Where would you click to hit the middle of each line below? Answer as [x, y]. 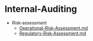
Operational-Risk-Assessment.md [53, 28]
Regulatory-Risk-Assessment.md [53, 33]
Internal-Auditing [41, 9]
